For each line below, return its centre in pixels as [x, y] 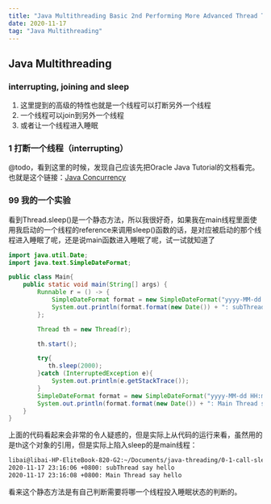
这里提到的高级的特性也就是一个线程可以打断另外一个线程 [115, 105]
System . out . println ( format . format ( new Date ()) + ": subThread [158, 307]
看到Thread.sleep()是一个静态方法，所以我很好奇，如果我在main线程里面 [129, 220]
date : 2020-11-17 [38, 23]
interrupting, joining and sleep [69, 86]
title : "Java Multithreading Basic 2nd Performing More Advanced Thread [133, 16]
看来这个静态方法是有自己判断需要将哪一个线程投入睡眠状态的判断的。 [125, 491]
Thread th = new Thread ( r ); [84, 329]
